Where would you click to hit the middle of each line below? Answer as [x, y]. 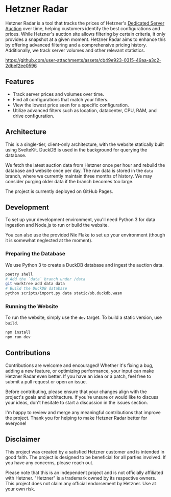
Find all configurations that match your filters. [60, 99]
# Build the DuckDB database [36, 289]
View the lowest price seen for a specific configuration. [71, 105]
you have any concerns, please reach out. [49, 462]
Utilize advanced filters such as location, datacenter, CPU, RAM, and [84, 110]
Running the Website [32, 306]
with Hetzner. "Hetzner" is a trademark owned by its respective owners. [81, 478]
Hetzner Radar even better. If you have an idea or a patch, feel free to [78, 376]
